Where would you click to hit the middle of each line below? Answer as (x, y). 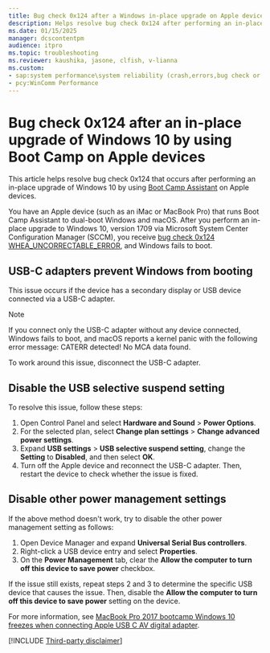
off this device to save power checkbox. (87, 568)
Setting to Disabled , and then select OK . (87, 457)
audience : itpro (35, 46)
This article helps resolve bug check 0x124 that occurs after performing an (132, 179)
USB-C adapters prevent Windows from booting (131, 271)
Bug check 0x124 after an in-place (125, 122)
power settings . (47, 440)
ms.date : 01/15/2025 (43, 31)
